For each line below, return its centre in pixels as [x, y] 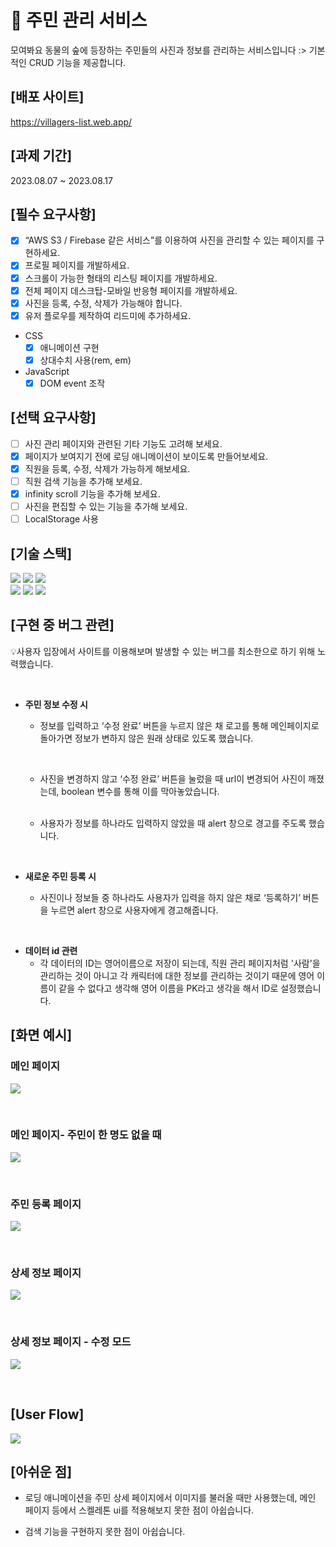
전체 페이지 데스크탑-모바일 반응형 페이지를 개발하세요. [131, 290]
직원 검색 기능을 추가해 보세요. [83, 481]
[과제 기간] [41, 156]
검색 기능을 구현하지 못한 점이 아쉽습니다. [105, 1532]
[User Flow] [47, 1414]
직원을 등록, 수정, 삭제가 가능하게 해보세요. [107, 468]
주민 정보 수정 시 [56, 704]
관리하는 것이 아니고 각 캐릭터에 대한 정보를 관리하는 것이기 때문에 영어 [177, 975]
